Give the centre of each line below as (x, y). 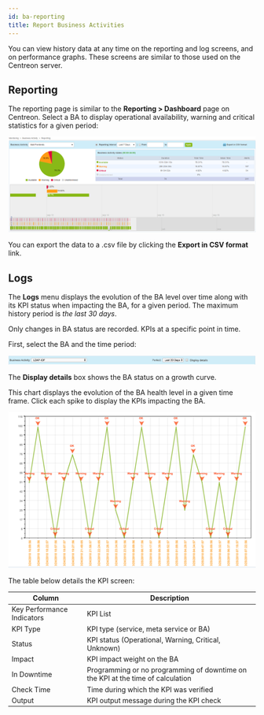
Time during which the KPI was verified (150, 689)
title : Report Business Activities (66, 25)
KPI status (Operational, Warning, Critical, (154, 639)
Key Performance (40, 609)
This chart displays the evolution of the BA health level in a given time (121, 392)
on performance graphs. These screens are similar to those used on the (125, 57)
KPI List (99, 613)
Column (46, 598)
